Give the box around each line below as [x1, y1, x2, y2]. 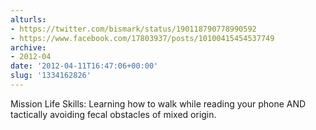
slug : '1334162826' [10, 71, 92, 81]
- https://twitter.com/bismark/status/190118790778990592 [10, 24, 257, 34]
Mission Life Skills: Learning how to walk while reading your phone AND [10, 97, 307, 110]
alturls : [10, 14, 47, 25]
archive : [10, 42, 47, 53]
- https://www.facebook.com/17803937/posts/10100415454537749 [10, 33, 275, 43]
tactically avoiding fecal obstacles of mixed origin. [10, 108, 217, 120]
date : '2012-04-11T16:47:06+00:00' [10, 61, 159, 71]
